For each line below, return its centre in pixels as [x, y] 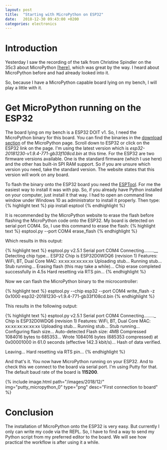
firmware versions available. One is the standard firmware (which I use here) [83, 159]
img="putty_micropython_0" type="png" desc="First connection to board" [82, 387]
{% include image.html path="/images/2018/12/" [55, 382]
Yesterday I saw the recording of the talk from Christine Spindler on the [78, 62]
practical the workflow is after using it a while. [52, 443]
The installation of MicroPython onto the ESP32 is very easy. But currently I [82, 427]
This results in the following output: [41, 306]
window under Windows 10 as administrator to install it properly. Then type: [83, 201]
